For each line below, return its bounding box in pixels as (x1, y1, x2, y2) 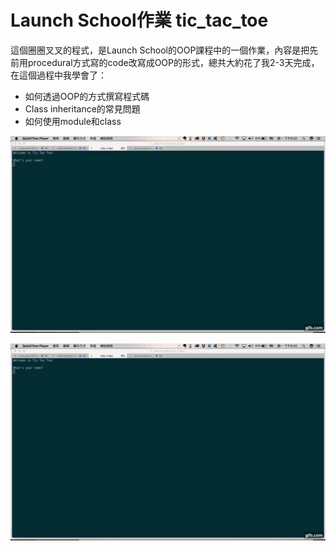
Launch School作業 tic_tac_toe (10, 9, 269, 32)
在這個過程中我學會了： (10, 69, 107, 81)
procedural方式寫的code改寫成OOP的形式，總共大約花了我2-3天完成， (27, 56, 320, 68)
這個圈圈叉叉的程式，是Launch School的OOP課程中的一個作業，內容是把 (10, 44, 310, 56)
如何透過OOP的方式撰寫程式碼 (24, 90, 150, 102)
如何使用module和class (24, 115, 122, 127)
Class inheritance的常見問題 (24, 102, 141, 115)
